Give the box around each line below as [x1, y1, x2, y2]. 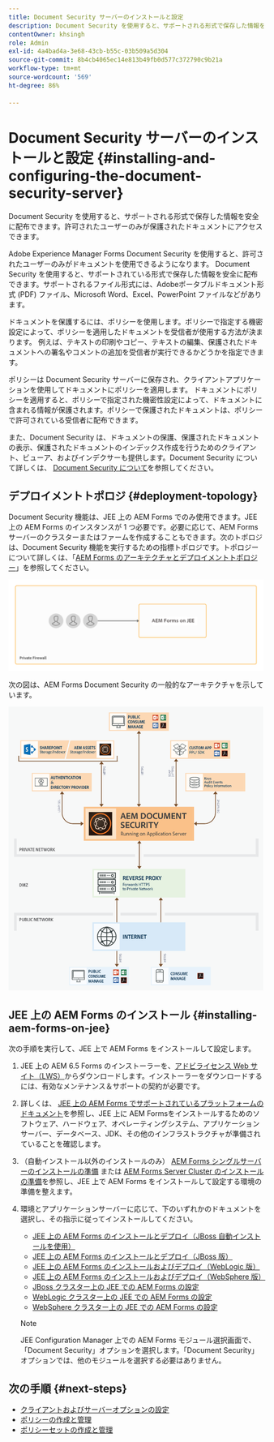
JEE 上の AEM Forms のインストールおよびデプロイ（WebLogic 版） [32, 1262, 260, 1272]
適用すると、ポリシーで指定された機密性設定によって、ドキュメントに [29, 395, 263, 405]
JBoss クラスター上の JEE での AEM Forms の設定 [32, 1282, 200, 1292]
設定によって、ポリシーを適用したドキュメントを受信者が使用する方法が [8, 327, 250, 337]
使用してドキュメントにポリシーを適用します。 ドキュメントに [36, 385, 245, 395]
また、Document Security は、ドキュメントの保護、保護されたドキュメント [8, 432, 259, 442]
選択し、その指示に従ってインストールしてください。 [19, 1214, 197, 1224]
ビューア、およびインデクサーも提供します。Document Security [22, 453, 235, 462]
